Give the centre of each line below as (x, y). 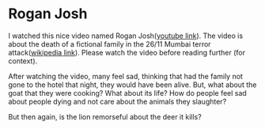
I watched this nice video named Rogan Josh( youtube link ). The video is (126, 36)
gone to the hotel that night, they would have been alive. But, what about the (132, 85)
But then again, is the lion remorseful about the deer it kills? (105, 116)
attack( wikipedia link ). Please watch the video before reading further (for (127, 52)
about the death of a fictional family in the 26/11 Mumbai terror (110, 44)
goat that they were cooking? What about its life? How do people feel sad (127, 93)
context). (23, 61)
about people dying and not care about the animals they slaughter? (117, 101)
